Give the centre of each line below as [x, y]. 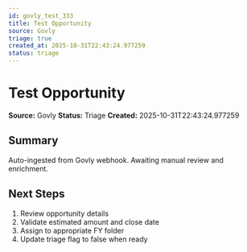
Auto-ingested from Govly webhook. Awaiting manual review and [116, 160]
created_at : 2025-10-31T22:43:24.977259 [77, 46]
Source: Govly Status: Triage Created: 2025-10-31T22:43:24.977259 [124, 115]
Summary [33, 140]
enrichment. [28, 168]
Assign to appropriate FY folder [72, 230]
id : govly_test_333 [41, 16]
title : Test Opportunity [50, 23]
